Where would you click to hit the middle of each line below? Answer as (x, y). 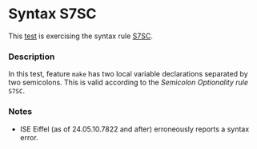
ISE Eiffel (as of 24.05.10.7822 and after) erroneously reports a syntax (135, 129)
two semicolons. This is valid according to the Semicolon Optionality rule (128, 82)
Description (32, 57)
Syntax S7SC (52, 14)
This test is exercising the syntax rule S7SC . (81, 36)
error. (29, 137)
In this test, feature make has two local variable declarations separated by (128, 74)
